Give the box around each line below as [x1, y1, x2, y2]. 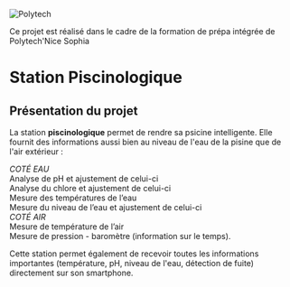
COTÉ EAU [9, 163, 50, 174]
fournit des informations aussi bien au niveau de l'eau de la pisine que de [9, 136, 282, 147]
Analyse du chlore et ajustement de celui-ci [9, 183, 172, 193]
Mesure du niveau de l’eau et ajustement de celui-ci [9, 202, 202, 212]
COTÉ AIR [9, 212, 47, 222]
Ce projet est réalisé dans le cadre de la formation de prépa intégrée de [9, 26, 276, 36]
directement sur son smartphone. [9, 267, 134, 278]
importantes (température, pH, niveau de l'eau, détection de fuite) [9, 258, 255, 268]
